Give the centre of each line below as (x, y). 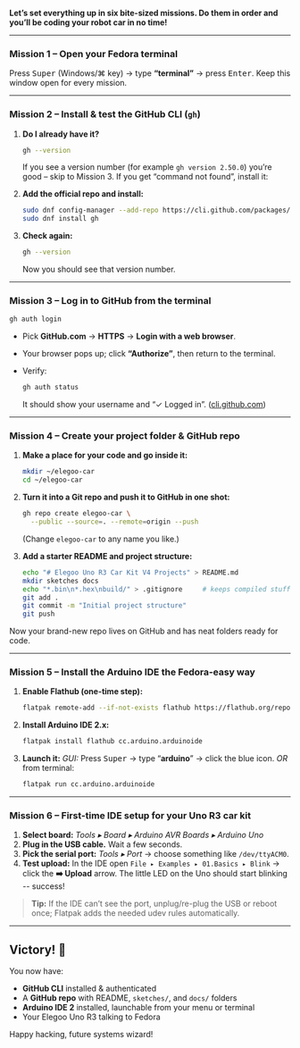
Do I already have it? (61, 134)
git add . (41, 598)
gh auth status (50, 388)
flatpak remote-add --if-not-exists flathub (106, 708)
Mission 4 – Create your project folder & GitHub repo (125, 436)
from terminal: (48, 768)
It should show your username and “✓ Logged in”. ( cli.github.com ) (144, 405)
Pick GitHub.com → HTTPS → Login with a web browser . (129, 336)
